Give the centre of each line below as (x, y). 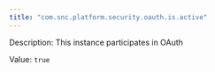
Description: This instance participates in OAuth (96, 42)
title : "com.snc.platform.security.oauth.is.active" (108, 17)
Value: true (30, 59)
